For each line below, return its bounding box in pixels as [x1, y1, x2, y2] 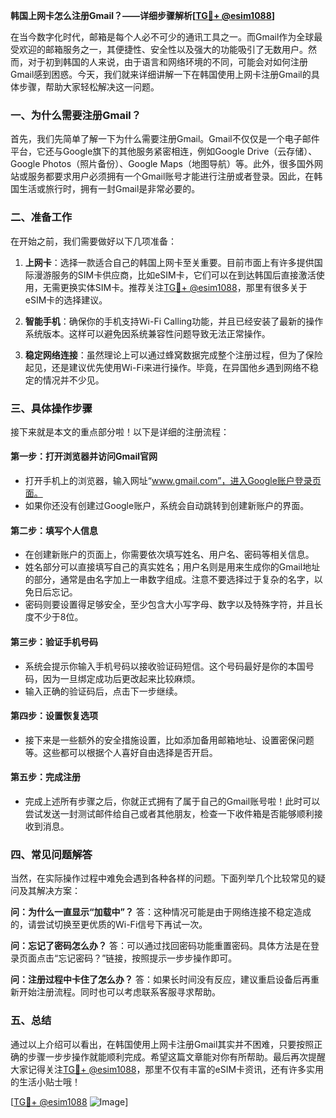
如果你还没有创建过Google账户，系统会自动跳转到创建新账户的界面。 [24, 500, 310, 512]
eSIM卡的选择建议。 [24, 294, 108, 306]
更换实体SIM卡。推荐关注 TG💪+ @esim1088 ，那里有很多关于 [59, 281, 308, 293]
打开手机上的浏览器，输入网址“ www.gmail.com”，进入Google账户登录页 [24, 475, 322, 487]
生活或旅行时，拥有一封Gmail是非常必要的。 [18, 183, 201, 195]
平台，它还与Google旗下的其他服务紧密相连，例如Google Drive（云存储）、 [10, 145, 318, 158]
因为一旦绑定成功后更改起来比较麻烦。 [42, 672, 201, 684]
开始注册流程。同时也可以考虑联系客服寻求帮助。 [18, 986, 221, 998]
